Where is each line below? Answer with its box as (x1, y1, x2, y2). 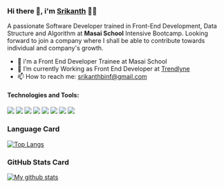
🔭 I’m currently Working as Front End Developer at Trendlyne (17, 65, 190, 73)
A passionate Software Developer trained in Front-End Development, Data (7, 22, 218, 30)
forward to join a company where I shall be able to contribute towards (7, 37, 205, 45)
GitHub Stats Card (7, 157, 69, 167)
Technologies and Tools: (7, 91, 80, 99)
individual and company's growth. (7, 44, 104, 53)
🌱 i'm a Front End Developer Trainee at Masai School (17, 57, 167, 66)
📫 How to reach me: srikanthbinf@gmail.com (17, 73, 147, 81)
